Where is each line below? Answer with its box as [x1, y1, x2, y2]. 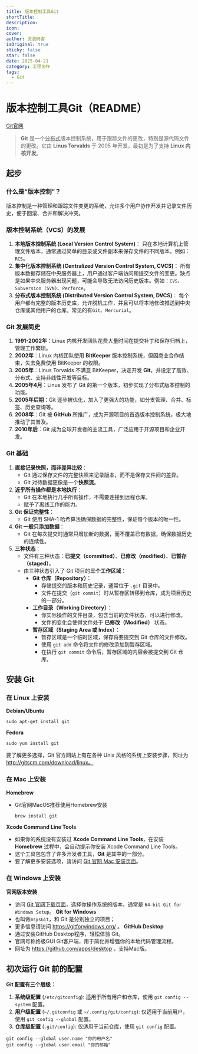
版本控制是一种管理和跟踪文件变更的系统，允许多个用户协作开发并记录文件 [6, 202, 187, 209]
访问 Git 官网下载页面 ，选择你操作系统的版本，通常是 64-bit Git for [14, 901, 182, 908]
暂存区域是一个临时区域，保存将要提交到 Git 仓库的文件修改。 [41, 633, 190, 641]
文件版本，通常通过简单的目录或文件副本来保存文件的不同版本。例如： [19, 248, 190, 255]
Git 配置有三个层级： [6, 980, 56, 988]
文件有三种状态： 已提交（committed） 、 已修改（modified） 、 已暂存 [23, 552, 187, 559]
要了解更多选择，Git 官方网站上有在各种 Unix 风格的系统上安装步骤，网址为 [6, 751, 189, 759]
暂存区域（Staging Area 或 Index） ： [32, 626, 121, 633]
